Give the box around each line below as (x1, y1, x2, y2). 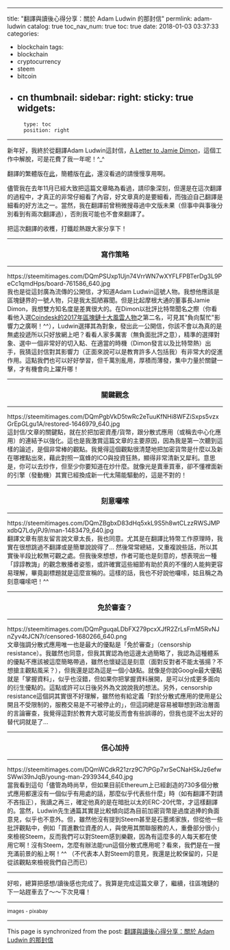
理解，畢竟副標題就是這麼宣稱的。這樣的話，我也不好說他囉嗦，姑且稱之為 (12, 568, 223, 577)
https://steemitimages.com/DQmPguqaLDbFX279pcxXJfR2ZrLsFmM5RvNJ (7, 625, 220, 633)
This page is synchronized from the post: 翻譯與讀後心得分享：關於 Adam (7, 927, 215, 936)
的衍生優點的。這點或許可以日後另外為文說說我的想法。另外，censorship (7, 683, 213, 691)
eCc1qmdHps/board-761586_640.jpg (7, 280, 111, 288)
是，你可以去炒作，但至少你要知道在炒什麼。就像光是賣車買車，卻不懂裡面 (7, 462, 217, 471)
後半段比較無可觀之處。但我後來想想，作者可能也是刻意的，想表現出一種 (12, 551, 217, 560)
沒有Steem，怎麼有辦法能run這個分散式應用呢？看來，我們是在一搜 (30, 841, 220, 849)
